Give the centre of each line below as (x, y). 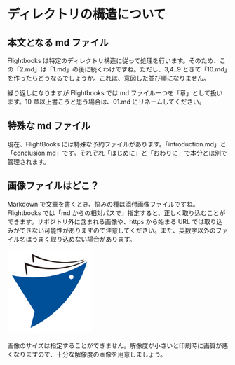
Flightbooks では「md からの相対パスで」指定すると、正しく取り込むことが (116, 213)
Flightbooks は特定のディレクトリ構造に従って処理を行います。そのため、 (113, 61)
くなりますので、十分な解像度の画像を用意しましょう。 (87, 354)
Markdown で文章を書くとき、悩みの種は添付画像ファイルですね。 (103, 204)
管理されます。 (29, 161)
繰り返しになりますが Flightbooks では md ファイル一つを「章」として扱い (115, 93)
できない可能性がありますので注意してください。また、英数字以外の (117, 230)
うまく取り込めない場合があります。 (83, 239)
